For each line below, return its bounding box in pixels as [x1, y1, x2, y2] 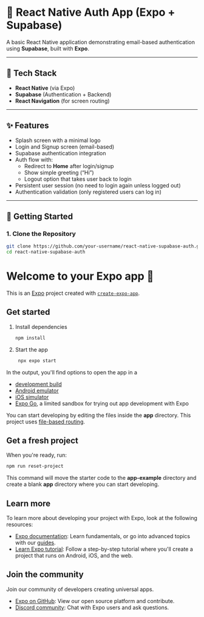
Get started [6, 307, 50, 317]
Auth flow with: [15, 156, 53, 163]
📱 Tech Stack [6, 68, 57, 78]
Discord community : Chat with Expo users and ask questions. [15, 604, 169, 611]
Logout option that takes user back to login [24, 175, 132, 183]
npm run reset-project [6, 464, 64, 470]
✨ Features [6, 121, 49, 131]
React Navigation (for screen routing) [15, 97, 110, 104]
